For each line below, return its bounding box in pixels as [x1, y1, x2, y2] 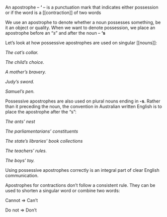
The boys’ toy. [5, 158, 35, 163]
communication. [5, 173, 39, 178]
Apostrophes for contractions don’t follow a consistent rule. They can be [5, 182, 155, 188]
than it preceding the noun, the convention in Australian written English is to [5, 103, 162, 110]
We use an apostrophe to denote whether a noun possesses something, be [5, 20, 161, 25]
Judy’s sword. [5, 79, 34, 84]
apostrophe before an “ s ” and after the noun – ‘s [5, 30, 106, 36]
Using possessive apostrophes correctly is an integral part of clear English [5, 167, 159, 173]
